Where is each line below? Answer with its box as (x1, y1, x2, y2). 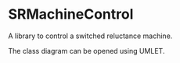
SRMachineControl (8, 5, 134, 23)
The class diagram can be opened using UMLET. (8, 46, 165, 55)
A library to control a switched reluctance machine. (8, 31, 173, 40)
